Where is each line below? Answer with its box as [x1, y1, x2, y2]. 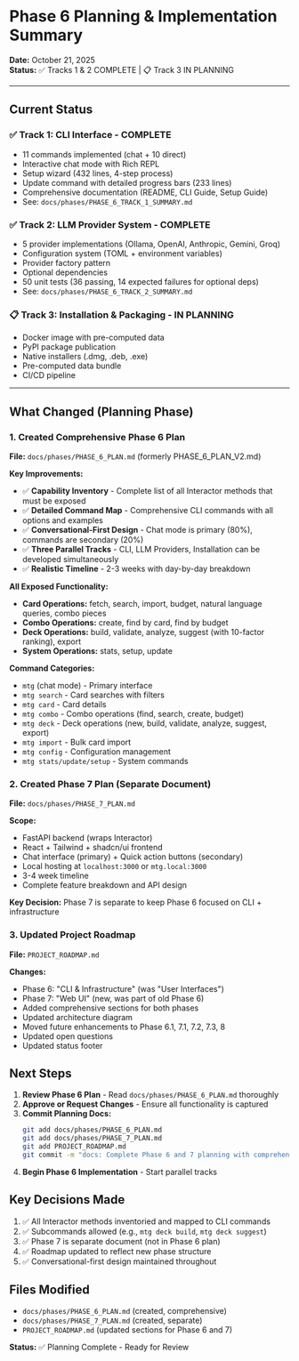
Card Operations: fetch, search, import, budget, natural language [21, 598, 263, 608]
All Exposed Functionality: [9, 581, 109, 592]
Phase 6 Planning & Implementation [9, 6, 278, 27]
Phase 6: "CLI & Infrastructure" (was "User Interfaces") [21, 983, 225, 994]
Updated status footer [21, 1040, 103, 1051]
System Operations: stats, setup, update [21, 645, 174, 656]
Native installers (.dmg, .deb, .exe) [21, 351, 149, 362]
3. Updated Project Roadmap [9, 929, 136, 941]
